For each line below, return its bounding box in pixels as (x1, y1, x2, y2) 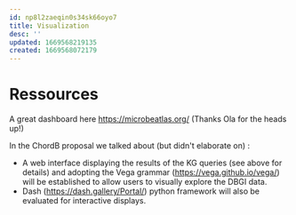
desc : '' (9, 29, 42, 38)
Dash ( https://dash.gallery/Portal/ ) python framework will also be (21, 186, 260, 196)
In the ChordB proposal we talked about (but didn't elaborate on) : (9, 140, 251, 151)
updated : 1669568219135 (9, 37, 98, 47)
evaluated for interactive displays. (21, 195, 147, 206)
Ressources (9, 84, 100, 105)
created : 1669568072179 (9, 46, 98, 55)
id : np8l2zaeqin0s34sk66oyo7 (9, 12, 117, 22)
